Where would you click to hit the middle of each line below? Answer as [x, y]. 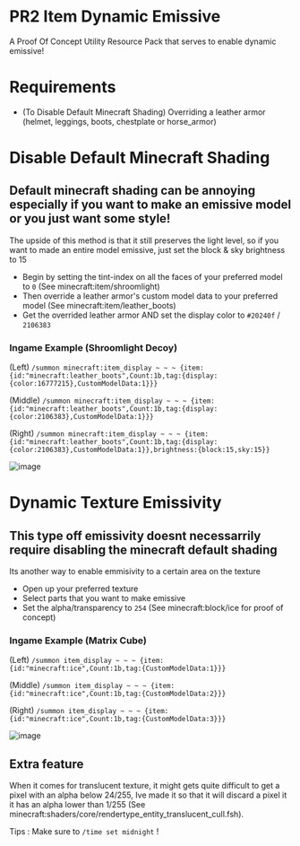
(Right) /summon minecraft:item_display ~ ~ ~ [95, 433]
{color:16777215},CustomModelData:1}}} [84, 384]
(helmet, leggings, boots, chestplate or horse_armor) [119, 121]
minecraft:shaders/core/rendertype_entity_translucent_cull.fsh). [127, 815]
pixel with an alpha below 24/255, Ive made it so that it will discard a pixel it [148, 795]
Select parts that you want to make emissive [104, 598]
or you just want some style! [90, 218]
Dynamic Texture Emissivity [116, 503]
